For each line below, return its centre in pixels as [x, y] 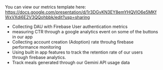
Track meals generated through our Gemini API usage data [71, 63]
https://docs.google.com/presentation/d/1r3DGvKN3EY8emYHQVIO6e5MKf [81, 12]
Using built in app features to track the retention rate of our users [77, 52]
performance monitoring [36, 47]
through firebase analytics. [39, 57]
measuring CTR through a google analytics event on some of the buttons [85, 32]
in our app [22, 37]
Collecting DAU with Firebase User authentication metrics [70, 27]
